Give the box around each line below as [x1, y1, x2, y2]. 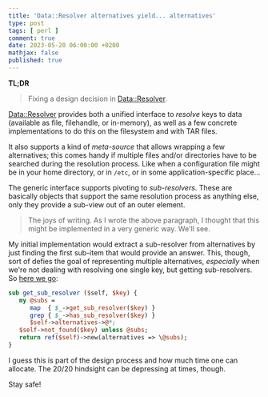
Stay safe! [8, 379, 42, 389]
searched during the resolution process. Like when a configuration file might [8, 158, 260, 168]
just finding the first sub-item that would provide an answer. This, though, [8, 247, 250, 257]
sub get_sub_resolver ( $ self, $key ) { [8, 289, 138, 297]
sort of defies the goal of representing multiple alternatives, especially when [8, 256, 260, 266]
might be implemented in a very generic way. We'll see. [27, 223, 210, 233]
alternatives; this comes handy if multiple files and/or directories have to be [8, 150, 258, 160]
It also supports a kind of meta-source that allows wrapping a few [8, 142, 226, 151]
